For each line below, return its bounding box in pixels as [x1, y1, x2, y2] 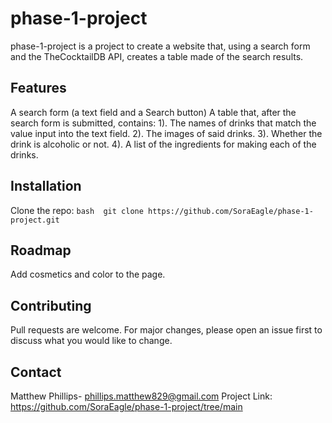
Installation [10, 178, 82, 195]
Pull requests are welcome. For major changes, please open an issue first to [10, 324, 323, 336]
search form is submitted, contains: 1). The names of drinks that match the [10, 117, 317, 129]
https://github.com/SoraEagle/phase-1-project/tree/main [10, 401, 243, 412]
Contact [10, 363, 62, 381]
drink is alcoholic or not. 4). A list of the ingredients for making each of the [10, 138, 317, 150]
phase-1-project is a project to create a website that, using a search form [10, 40, 311, 52]
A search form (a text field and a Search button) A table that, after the [10, 106, 297, 118]
